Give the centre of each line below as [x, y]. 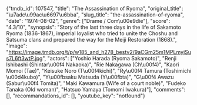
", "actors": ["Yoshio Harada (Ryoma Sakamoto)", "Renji [109, 58]
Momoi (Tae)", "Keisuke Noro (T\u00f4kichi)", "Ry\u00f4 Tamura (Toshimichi [99, 71]
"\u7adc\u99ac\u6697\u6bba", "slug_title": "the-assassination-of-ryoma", [95, 15]
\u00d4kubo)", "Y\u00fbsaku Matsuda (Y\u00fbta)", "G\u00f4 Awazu [90, 77]
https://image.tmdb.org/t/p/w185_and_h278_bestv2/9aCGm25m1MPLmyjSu [100, 52]
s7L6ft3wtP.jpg [24, 58]
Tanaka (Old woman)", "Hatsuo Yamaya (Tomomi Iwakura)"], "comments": [96, 89]
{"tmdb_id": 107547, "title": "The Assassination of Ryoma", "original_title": [95, 9]
